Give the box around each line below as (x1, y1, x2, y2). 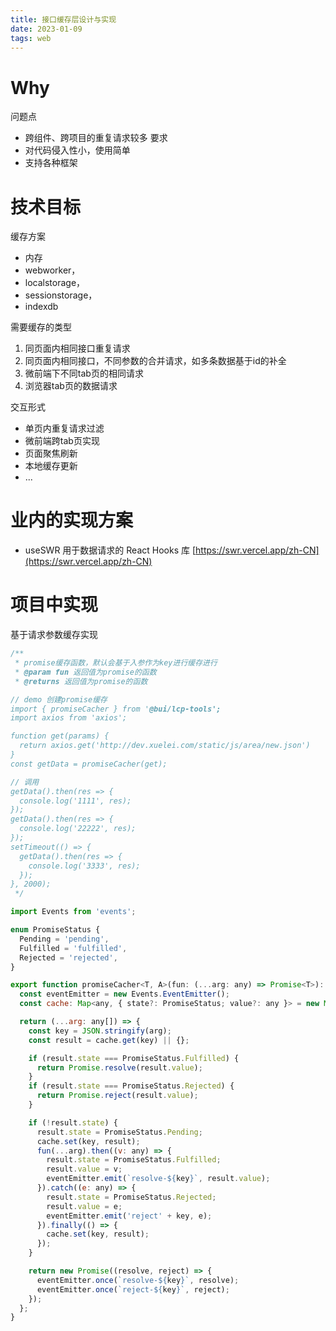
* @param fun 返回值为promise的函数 (14, 667, 157, 677)
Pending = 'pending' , (19, 934, 110, 944)
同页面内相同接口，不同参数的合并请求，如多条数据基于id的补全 (24, 355, 287, 367)
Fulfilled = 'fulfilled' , (19, 943, 128, 953)
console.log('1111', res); (19, 796, 132, 806)
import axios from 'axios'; (10, 713, 128, 723)
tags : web (10, 33, 52, 43)
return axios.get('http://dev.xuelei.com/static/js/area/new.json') (19, 741, 311, 751)
